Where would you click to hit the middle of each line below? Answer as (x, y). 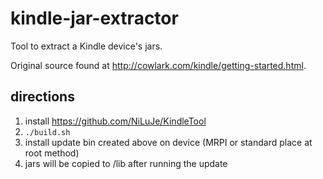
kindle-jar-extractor (94, 18)
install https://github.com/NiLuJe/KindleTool (115, 121)
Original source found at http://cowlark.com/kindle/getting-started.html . (158, 65)
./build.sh (47, 132)
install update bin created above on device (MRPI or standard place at (168, 142)
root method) (52, 153)
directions (42, 97)
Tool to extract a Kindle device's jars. (86, 46)
